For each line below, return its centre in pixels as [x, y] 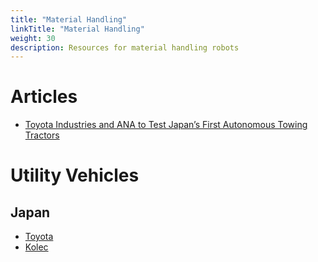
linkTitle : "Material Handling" [77, 29]
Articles [44, 97]
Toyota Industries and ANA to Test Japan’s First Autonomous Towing [166, 125]
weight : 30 [33, 38]
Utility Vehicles [75, 175]
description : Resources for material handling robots [125, 47]
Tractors [42, 135]
